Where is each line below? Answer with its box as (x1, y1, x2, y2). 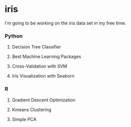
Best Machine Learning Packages (11, 53, 81, 59)
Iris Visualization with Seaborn (11, 73, 74, 79)
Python (4, 32, 23, 39)
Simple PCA (11, 116, 37, 122)
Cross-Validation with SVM (11, 63, 67, 69)
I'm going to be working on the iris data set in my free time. (4, 20, 126, 26)
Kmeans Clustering (11, 106, 51, 112)
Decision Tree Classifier (11, 44, 61, 50)
